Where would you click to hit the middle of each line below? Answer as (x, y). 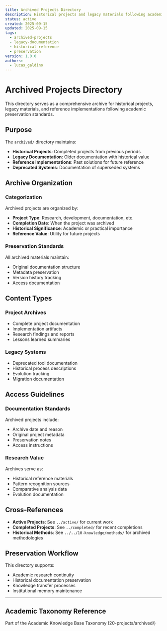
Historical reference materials (42, 478)
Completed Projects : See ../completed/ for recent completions (77, 527)
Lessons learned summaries (41, 339)
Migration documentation (38, 379)
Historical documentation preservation (52, 580)
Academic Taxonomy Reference (56, 611)
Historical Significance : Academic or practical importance (72, 228)
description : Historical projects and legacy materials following (75, 14)
